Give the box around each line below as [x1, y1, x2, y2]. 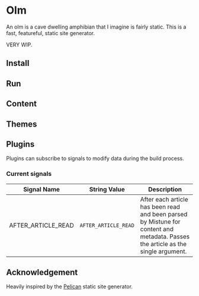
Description [147, 185, 182, 193]
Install [6, 58, 30, 68]
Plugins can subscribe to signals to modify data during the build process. [6, 155, 185, 162]
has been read [140, 203, 181, 211]
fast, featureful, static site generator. [6, 29, 95, 36]
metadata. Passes [140, 232, 190, 241]
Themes [6, 119, 37, 129]
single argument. [140, 247, 187, 256]
